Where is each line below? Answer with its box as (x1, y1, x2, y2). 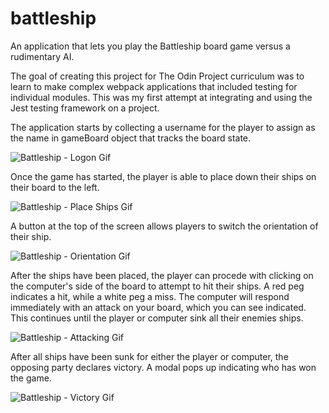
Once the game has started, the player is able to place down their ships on (10, 170, 317, 182)
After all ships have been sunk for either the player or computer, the (10, 350, 289, 362)
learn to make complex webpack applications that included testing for (10, 80, 298, 92)
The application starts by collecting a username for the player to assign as (10, 121, 316, 133)
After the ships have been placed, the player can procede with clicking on (10, 269, 314, 281)
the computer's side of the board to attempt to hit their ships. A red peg (10, 280, 305, 292)
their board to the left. (10, 181, 100, 193)
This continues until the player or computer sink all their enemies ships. (10, 312, 304, 324)
